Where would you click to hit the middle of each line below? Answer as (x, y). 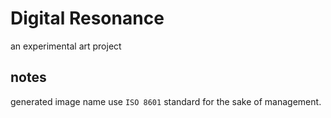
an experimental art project (66, 46)
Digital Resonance (87, 18)
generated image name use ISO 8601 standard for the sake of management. (166, 101)
